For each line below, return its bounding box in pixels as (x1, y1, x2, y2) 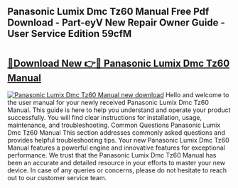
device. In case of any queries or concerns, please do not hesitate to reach (7, 166, 227, 175)
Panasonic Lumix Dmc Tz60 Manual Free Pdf (7, 6, 210, 18)
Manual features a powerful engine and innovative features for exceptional (7, 143, 226, 152)
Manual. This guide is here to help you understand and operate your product (7, 106, 231, 114)
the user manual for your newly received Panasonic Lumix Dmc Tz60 (7, 99, 210, 106)
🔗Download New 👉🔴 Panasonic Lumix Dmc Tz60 (7, 57, 230, 70)
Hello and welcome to (166, 91, 229, 99)
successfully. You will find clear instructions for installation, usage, (7, 114, 202, 121)
